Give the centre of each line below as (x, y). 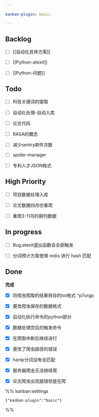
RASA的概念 (25, 134)
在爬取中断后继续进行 (35, 338)
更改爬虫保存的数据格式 (37, 306)
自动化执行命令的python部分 (42, 317)
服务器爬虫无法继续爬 (35, 371)
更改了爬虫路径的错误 (35, 349)
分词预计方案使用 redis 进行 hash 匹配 (52, 256)
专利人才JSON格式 (32, 165)
